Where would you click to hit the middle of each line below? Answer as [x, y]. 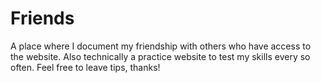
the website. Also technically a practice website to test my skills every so [160, 56]
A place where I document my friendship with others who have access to [161, 46]
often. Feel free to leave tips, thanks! [85, 67]
